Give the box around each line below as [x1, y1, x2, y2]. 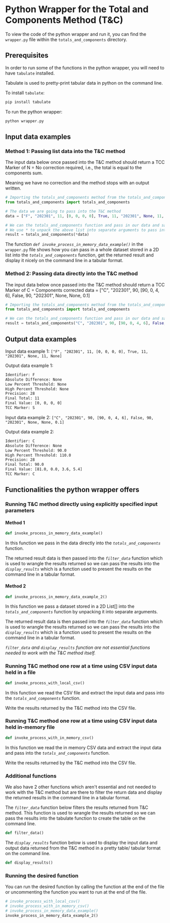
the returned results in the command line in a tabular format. [5, 795, 131, 801]
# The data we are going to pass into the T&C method [5, 209, 121, 214]
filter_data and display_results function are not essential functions [5, 645, 150, 651]
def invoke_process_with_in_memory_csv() [5, 735, 94, 741]
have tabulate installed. [5, 70, 55, 76]
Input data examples [5, 132, 71, 141]
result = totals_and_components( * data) [5, 232, 90, 237]
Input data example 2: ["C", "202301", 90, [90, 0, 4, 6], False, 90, [5, 414, 154, 420]
